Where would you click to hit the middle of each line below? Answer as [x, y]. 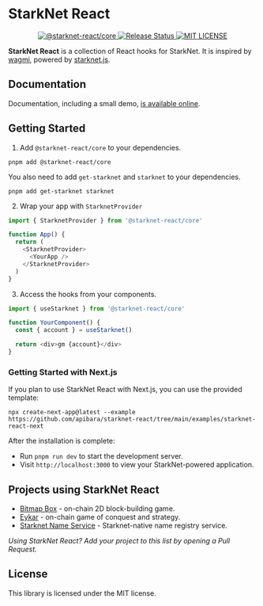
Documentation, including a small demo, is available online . [104, 103]
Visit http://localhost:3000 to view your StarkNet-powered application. [137, 465]
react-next [26, 426]
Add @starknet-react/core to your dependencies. [100, 147]
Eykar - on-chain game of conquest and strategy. [100, 517]
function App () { [37, 234]
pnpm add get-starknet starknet [61, 191]
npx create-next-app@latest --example [72, 413]
